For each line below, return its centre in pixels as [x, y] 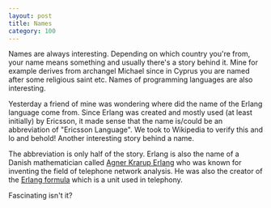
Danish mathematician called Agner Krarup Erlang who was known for [125, 163]
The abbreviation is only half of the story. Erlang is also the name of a [124, 154]
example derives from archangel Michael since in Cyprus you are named [129, 71]
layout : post [30, 16]
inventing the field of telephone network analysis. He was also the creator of [135, 172]
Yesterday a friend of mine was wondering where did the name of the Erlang [135, 104]
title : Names [30, 23]
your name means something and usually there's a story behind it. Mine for [133, 62]
